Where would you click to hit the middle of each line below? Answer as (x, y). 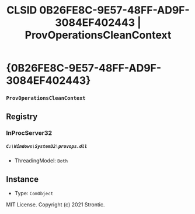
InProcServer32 (29, 133)
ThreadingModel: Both (41, 161)
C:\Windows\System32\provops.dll (47, 147)
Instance (22, 179)
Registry (22, 116)
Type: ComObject (34, 193)
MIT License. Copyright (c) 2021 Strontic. (55, 205)
